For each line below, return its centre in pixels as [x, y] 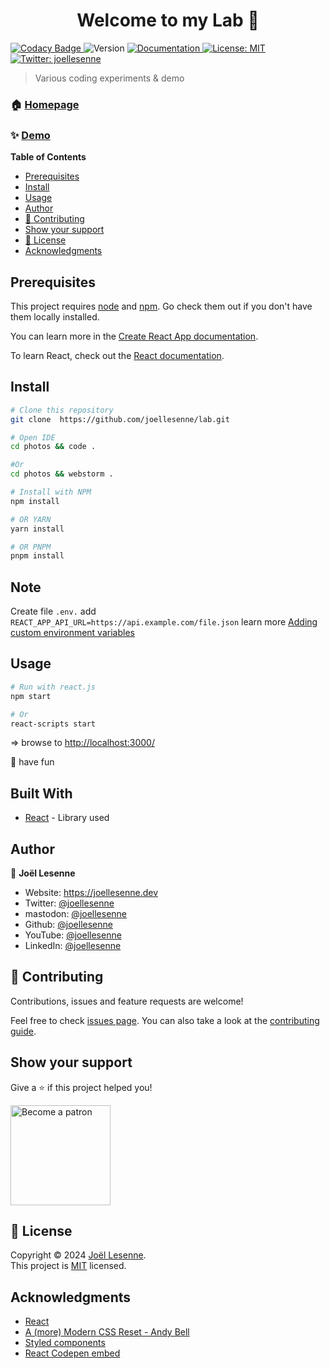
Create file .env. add [53, 611]
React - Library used [67, 818]
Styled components [65, 1343]
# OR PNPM [31, 547]
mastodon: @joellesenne [76, 914]
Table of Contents [48, 157]
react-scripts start [53, 724]
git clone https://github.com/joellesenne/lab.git [120, 419]
